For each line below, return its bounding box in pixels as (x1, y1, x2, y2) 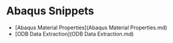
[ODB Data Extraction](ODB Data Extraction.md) (14, 30, 134, 37)
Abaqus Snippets (6, 4, 94, 18)
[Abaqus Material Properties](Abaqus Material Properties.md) (14, 24, 168, 31)
